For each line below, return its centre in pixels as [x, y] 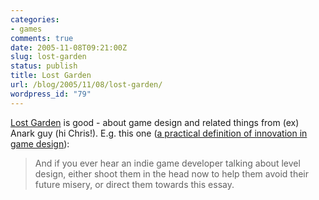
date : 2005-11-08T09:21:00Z [69, 47]
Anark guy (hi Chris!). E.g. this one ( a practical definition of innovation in [159, 133]
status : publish [44, 66]
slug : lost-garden [48, 57]
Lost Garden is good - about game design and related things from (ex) [155, 122]
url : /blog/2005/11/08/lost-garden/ [86, 85]
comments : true [42, 38]
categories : [35, 19]
